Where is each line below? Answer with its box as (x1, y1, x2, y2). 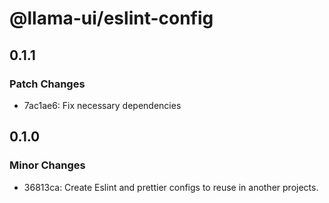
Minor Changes (9, 158, 86, 172)
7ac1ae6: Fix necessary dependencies (23, 99, 182, 111)
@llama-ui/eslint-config (9, 7, 214, 30)
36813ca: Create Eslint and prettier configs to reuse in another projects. (23, 181, 319, 193)
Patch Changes (9, 77, 86, 91)
